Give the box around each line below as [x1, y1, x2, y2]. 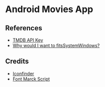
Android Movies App [5, 4, 93, 15]
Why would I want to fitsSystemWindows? [12, 42, 100, 49]
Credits [5, 57, 29, 66]
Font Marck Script [12, 76, 50, 82]
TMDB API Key [12, 37, 43, 43]
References [5, 24, 42, 32]
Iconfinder [12, 70, 34, 76]
